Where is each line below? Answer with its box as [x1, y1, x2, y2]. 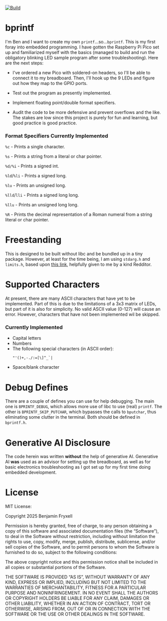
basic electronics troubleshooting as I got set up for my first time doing [5, 464, 151, 470]
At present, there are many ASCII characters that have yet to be [5, 295, 136, 302]
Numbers [12, 340, 32, 347]
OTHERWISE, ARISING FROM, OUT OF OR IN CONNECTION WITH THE [5, 606, 151, 612]
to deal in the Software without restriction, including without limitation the [5, 534, 156, 540]
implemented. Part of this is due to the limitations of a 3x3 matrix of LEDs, [5, 301, 157, 307]
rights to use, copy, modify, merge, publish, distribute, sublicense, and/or [5, 539, 156, 545]
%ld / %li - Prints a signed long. [5, 173, 67, 179]
